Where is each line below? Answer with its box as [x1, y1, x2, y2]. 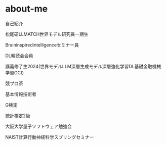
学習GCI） [5, 69, 27, 76]
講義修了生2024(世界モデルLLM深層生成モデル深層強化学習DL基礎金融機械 [5, 63, 161, 69]
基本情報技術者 [5, 91, 36, 97]
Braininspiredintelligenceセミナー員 [5, 41, 79, 48]
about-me [5, 3, 48, 15]
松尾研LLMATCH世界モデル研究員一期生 [5, 31, 89, 37]
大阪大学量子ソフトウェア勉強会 [5, 123, 72, 129]
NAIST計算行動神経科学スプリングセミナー [5, 134, 94, 140]
